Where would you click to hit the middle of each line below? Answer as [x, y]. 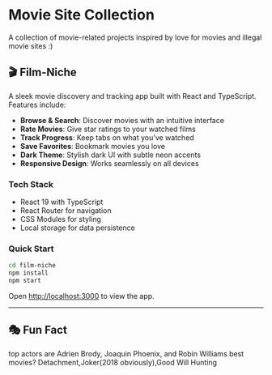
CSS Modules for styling [60, 219]
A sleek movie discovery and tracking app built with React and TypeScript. [132, 96]
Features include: [37, 104]
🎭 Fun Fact [38, 330]
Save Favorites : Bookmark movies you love [93, 146]
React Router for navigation [66, 211]
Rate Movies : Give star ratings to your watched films [108, 129]
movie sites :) [31, 45]
